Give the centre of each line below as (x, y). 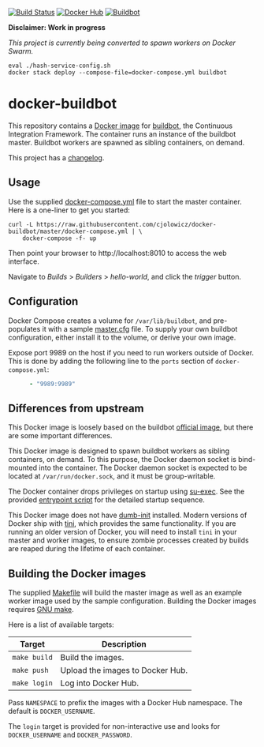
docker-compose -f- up (59, 238)
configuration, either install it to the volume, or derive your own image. (122, 337)
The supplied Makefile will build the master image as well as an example (125, 593)
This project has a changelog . (56, 157)
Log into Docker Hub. (100, 683)
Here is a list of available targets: (61, 625)
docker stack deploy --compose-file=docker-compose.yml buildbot (117, 73)
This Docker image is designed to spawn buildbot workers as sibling (119, 451)
